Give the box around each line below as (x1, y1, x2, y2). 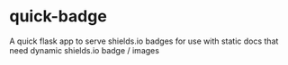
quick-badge (9, 6, 108, 27)
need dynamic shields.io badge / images (9, 45, 160, 55)
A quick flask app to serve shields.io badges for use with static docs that (9, 36, 279, 46)
